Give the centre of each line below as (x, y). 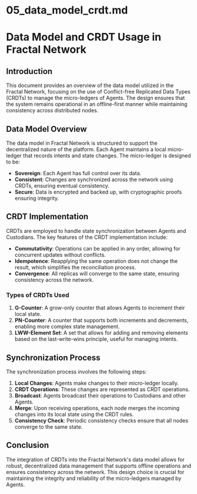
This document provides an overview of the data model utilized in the (90, 85)
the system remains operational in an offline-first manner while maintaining (97, 104)
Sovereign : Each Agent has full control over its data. (78, 173)
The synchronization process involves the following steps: (76, 372)
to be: (13, 162)
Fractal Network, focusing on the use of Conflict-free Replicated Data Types (98, 92)
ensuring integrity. (37, 198)
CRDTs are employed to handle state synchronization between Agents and (96, 231)
